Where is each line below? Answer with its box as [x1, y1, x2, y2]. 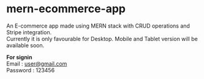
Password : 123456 [6, 66, 55, 73]
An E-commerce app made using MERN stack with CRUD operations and [6, 22, 190, 29]
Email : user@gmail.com [6, 60, 67, 67]
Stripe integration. [6, 28, 52, 36]
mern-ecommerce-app [6, 2, 126, 16]
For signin [6, 53, 32, 61]
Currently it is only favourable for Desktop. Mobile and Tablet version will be [6, 35, 198, 42]
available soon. [6, 42, 45, 49]
